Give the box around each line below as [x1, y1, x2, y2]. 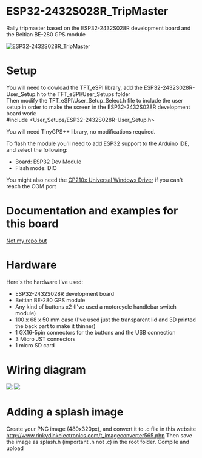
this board [6, 217, 59, 231]
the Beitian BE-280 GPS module [6, 30, 86, 38]
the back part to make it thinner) [15, 322, 96, 329]
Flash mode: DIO [15, 164, 57, 171]
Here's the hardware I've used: [6, 278, 84, 285]
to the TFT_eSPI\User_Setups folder [41, 90, 130, 98]
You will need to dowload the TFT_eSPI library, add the [6, 84, 143, 91]
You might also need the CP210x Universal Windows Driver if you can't [6, 176, 183, 183]
